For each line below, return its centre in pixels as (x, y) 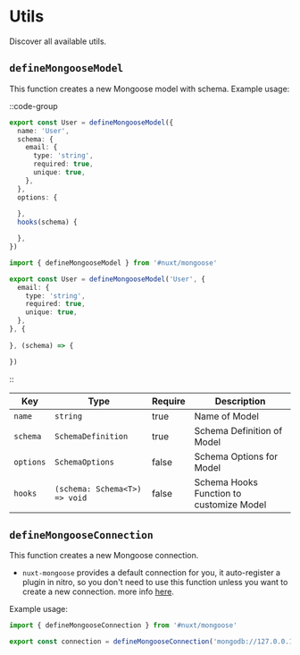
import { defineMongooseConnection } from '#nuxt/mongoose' (124, 625)
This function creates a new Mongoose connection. (104, 556)
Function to (218, 493)
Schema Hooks (226, 482)
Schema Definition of (238, 430)
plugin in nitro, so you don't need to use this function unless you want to (155, 583)
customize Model (230, 505)
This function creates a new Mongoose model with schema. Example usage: (150, 89)
